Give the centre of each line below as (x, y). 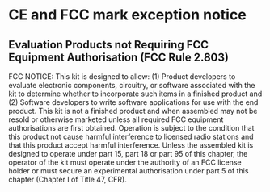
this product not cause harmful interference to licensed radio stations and (131, 136)
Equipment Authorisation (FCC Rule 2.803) (118, 57)
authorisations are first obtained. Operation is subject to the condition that (131, 128)
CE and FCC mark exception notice (127, 15)
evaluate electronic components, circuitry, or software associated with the (132, 85)
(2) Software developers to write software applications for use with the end (133, 102)
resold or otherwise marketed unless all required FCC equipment (116, 119)
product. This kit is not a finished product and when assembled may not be (133, 111)
